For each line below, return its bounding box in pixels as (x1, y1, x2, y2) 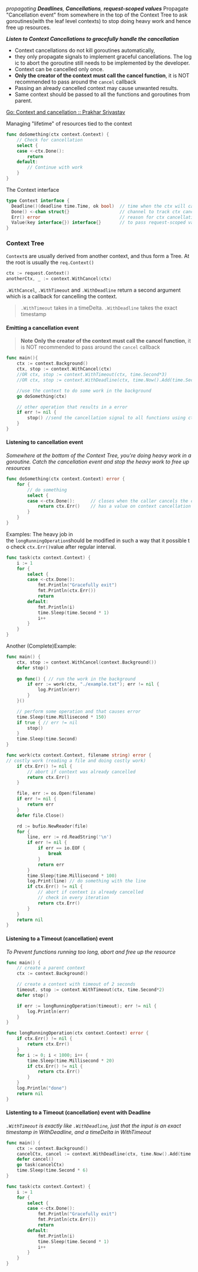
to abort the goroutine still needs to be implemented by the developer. (20, 59, 190, 66)
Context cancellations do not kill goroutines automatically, (14, 47, 155, 54)
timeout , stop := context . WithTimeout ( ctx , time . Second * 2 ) (16, 987, 165, 993)
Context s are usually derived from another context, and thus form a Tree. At (6, 253, 190, 260)
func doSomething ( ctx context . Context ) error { (6, 476, 126, 482)
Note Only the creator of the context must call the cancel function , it (20, 337, 192, 344)
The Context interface (6, 186, 60, 193)
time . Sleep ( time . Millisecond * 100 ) (27, 872, 117, 878)
